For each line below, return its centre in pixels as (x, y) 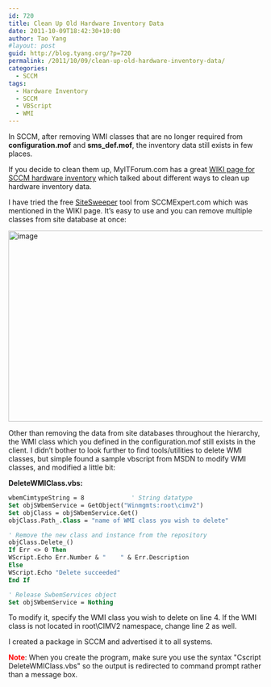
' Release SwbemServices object (63, 595)
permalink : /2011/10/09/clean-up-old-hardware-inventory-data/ (117, 61)
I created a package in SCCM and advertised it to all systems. (110, 642)
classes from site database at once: (67, 219)
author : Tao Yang (38, 38)
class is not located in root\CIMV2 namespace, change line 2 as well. (123, 626)
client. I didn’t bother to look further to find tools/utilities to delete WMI (125, 450)
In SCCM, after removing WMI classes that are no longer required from (126, 137)
